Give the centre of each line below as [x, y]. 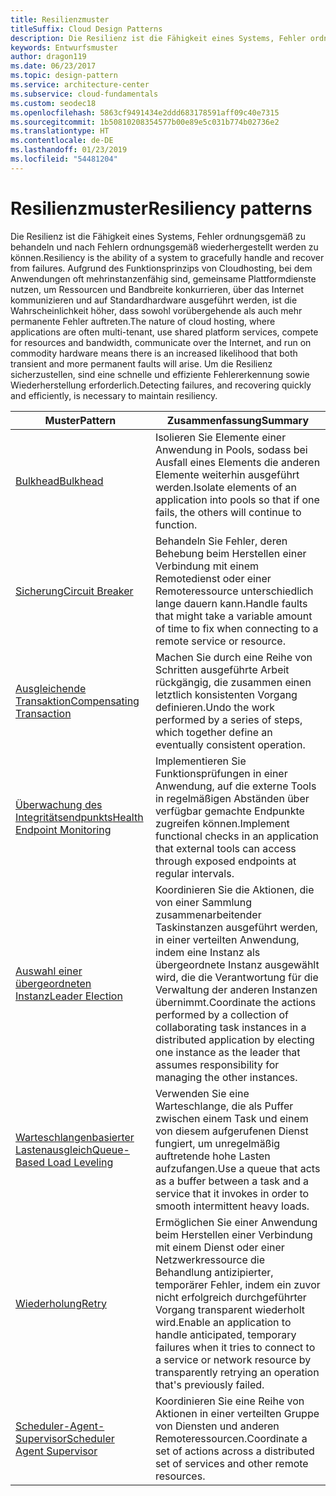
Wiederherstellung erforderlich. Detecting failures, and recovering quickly [161, 385]
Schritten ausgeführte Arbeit [222, 669]
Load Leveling [80, 1162]
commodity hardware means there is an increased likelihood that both [154, 353]
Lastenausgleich [54, 1149]
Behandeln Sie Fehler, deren [221, 541]
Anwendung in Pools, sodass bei [231, 449]
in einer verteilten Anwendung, [227, 939]
